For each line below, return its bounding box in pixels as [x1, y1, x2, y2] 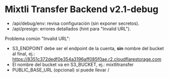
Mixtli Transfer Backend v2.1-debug [5, 4, 158, 15]
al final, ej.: [12, 51, 35, 57]
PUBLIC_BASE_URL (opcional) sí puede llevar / [12, 67, 110, 73]
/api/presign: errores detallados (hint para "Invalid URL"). [12, 25, 131, 31]
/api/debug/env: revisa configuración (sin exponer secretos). [12, 20, 140, 26]
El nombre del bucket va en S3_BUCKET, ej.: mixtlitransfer [12, 61, 134, 67]
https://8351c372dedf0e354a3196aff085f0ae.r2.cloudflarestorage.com [12, 56, 162, 62]
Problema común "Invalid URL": [5, 35, 71, 42]
